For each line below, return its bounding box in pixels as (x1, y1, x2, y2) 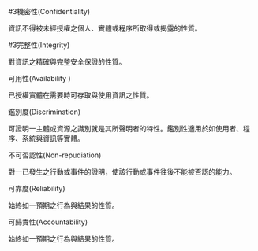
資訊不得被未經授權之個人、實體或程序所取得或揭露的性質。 (8, 24, 202, 33)
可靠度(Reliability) (8, 184, 65, 193)
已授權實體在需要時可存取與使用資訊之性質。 (8, 90, 154, 100)
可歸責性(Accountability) (8, 217, 88, 227)
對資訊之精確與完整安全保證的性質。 (8, 57, 126, 66)
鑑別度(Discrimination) (8, 107, 81, 116)
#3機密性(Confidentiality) (8, 7, 91, 16)
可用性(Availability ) (8, 74, 71, 83)
